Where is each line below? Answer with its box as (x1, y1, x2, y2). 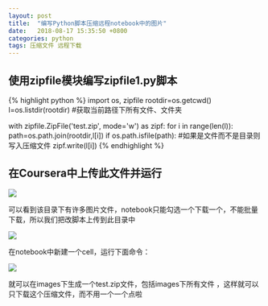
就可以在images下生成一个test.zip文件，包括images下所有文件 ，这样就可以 (8, 279, 259, 288)
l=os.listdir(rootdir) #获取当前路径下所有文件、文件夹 (8, 105, 183, 114)
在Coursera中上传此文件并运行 (8, 167, 163, 180)
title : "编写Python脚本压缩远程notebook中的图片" (8, 19, 167, 27)
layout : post (8, 11, 52, 20)
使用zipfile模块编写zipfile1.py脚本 (8, 73, 178, 87)
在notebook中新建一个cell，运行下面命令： (8, 246, 150, 256)
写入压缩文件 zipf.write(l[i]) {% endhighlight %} (8, 140, 165, 150)
